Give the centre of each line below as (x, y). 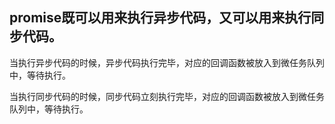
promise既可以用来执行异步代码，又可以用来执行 (160, 18)
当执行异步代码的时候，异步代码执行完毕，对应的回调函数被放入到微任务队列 (167, 62)
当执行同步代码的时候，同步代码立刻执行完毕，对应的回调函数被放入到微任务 (167, 96)
